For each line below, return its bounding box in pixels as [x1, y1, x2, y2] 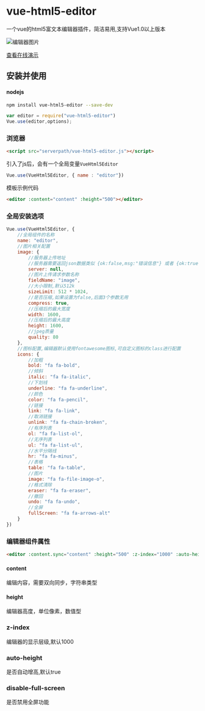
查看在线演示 [6, 51, 38, 59]
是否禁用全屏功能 [6, 698, 49, 706]
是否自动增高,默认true [6, 668, 61, 676]
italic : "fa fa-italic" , [28, 374, 92, 380]
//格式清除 [28, 481, 52, 488]
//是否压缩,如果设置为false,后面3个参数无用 [28, 294, 129, 301]
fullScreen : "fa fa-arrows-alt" [28, 510, 111, 517]
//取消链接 [28, 414, 52, 420]
